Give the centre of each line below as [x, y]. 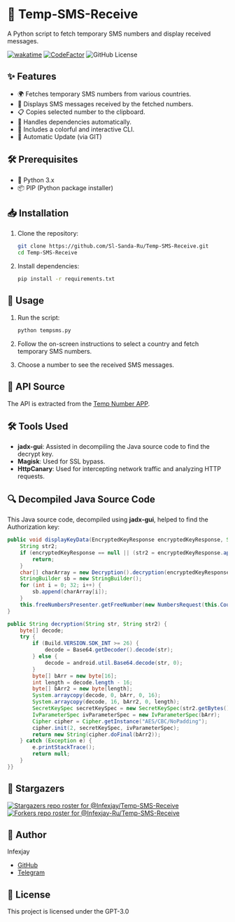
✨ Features [32, 77]
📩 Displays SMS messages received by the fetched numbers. [105, 103]
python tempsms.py [44, 330]
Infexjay [19, 851]
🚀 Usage [26, 301]
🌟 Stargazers [36, 789]
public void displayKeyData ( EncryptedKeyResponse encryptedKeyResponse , [115, 540]
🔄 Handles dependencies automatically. [74, 122]
